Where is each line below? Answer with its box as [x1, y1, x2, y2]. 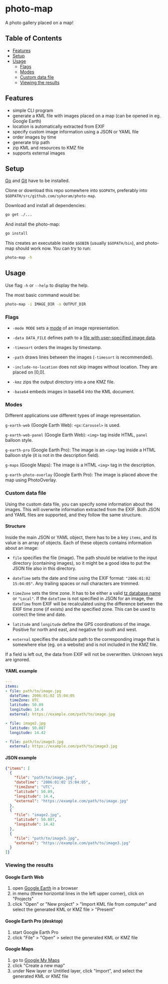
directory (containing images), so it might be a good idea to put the [12, 560, 151, 566]
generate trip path [12, 139, 50, 145]
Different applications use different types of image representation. [5, 412, 141, 419]
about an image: [5, 545, 38, 551]
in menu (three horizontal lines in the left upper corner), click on [12, 891, 144, 897]
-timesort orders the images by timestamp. [12, 344, 102, 350]
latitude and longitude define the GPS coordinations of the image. [12, 621, 151, 627]
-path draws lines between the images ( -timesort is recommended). [12, 354, 153, 360]
